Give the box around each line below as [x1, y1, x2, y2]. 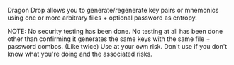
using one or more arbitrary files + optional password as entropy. [7, 13, 197, 22]
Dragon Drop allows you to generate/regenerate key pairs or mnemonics [7, 6, 219, 14]
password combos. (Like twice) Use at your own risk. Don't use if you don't [7, 42, 228, 50]
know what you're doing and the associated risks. [7, 49, 152, 58]
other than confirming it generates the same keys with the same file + [7, 35, 211, 43]
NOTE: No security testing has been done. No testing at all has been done [7, 28, 223, 35]
